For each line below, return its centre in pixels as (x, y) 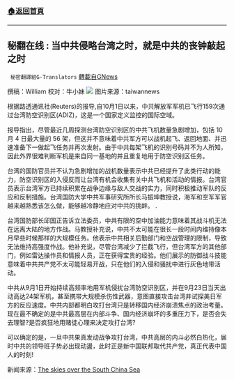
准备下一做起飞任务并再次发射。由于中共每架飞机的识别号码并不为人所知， (120, 147)
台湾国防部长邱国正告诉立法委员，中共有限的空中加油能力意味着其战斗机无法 (117, 220)
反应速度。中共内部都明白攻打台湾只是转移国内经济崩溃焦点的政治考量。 (123, 305)
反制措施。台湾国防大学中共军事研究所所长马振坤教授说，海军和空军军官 (123, 197)
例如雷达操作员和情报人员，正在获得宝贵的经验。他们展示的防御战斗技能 (123, 255)
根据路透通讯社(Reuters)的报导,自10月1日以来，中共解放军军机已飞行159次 (113, 107)
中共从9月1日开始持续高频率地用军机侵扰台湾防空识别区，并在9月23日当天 (114, 288)
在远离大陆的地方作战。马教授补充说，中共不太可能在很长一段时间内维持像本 (117, 229)
